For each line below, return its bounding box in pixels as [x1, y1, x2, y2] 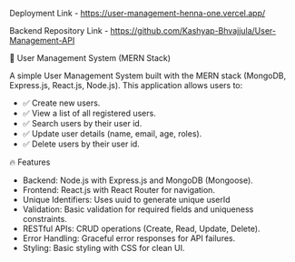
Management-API [9, 35, 75, 45]
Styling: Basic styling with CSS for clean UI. [22, 243, 185, 253]
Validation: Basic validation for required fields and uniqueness [22, 204, 254, 215]
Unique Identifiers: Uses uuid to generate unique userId [22, 195, 231, 205]
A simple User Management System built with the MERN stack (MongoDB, [9, 70, 287, 81]
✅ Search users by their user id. [22, 118, 143, 128]
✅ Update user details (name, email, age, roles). [22, 128, 202, 139]
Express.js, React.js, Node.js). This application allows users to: [9, 80, 243, 90]
